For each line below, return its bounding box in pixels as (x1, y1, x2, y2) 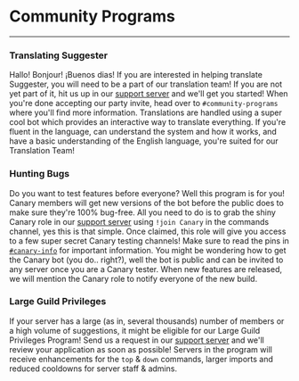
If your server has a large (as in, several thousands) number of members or (9, 315, 285, 327)
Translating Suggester (9, 49, 109, 62)
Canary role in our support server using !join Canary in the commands (9, 216, 270, 227)
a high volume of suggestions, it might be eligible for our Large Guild (9, 325, 261, 335)
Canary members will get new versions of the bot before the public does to (9, 197, 285, 208)
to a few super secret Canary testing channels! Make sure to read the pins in (9, 235, 289, 246)
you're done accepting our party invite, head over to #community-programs (9, 98, 279, 109)
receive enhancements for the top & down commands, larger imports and (9, 353, 274, 364)
